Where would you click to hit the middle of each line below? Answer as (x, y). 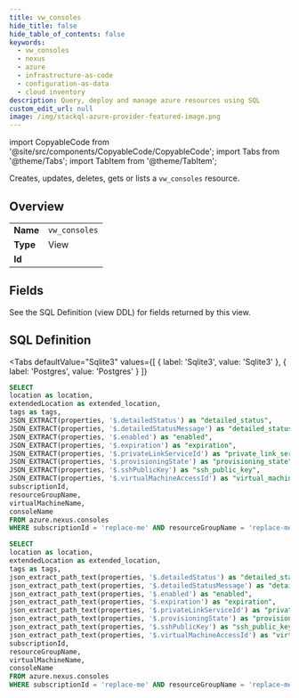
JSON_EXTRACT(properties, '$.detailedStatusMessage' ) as (117, 428)
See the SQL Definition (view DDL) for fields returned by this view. (130, 312)
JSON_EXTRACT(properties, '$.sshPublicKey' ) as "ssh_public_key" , (135, 470)
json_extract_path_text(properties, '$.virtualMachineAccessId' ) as (139, 635)
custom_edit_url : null (51, 109)
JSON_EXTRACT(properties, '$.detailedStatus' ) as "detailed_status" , (141, 421)
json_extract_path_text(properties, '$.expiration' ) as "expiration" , (143, 602)
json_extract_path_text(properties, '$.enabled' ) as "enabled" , (131, 594)
